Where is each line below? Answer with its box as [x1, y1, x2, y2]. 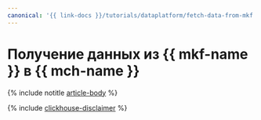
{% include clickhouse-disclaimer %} [7, 103, 128, 112]
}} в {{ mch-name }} [7, 62, 140, 79]
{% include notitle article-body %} [7, 88, 118, 97]
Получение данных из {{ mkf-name [7, 45, 248, 63]
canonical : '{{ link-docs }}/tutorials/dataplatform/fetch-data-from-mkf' [7, 11, 257, 20]
